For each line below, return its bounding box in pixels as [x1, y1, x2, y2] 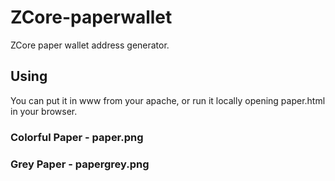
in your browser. [10, 105, 78, 117]
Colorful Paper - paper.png [10, 130, 144, 144]
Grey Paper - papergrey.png [10, 157, 150, 171]
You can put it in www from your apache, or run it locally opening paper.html [10, 94, 326, 106]
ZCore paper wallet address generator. [10, 39, 170, 51]
